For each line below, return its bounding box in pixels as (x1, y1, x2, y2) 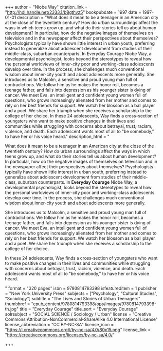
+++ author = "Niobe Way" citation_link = (5, 4, 88, 10)
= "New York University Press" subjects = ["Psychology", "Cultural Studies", (5, 291, 158, 296)
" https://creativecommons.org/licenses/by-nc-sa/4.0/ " (5, 332, 115, 338)
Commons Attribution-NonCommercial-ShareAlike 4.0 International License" (5, 316, 158, 322)
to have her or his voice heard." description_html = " (5, 134, 109, 139)
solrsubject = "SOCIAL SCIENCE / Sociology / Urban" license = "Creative (5, 312, 152, 317)
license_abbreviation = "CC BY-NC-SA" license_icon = (5, 322, 114, 327)
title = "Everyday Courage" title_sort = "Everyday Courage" (19, 306, 138, 312)
